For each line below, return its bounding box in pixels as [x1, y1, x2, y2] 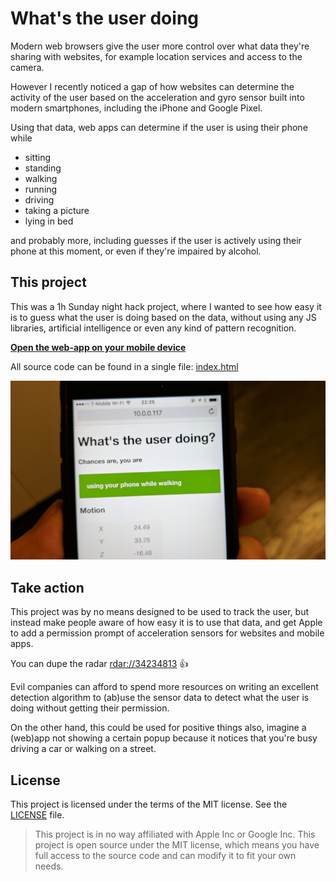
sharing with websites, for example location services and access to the [10, 50, 303, 62]
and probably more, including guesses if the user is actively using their [10, 234, 302, 246]
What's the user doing [10, 7, 199, 30]
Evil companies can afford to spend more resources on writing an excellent [10, 681, 319, 693]
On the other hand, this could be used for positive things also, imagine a [10, 722, 307, 734]
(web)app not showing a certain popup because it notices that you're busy [10, 732, 318, 744]
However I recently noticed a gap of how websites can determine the [10, 80, 295, 92]
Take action [10, 579, 85, 596]
